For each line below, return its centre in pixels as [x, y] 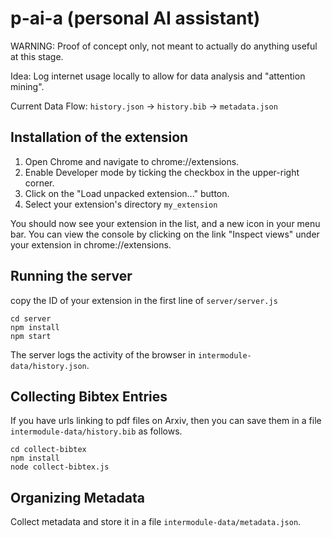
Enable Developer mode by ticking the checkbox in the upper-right [162, 172]
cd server [31, 318]
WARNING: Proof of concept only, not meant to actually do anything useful [164, 46]
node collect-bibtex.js [60, 467]
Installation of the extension [99, 137]
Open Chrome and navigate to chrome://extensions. [132, 161]
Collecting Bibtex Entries [89, 396]
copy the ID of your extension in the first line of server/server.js [144, 300]
